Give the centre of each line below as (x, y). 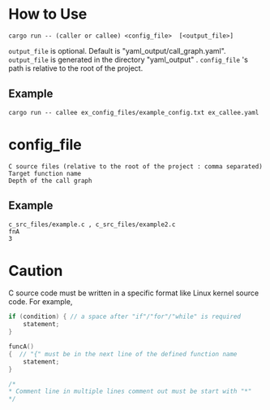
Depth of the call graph (50, 181)
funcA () (21, 347)
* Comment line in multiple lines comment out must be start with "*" (130, 391)
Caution (36, 270)
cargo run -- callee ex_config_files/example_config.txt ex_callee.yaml (134, 112)
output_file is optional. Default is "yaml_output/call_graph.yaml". (117, 50)
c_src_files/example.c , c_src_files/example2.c (92, 225)
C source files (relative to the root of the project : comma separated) (136, 166)
